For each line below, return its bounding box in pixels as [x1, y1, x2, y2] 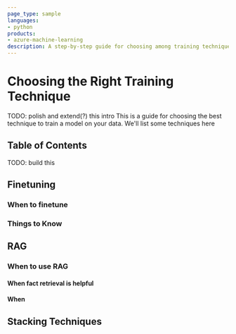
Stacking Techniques [7, 315, 102, 328]
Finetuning [7, 179, 56, 191]
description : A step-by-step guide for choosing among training [7, 43, 199, 50]
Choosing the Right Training [7, 73, 174, 89]
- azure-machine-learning [7, 37, 83, 44]
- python [7, 23, 33, 30]
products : [7, 30, 37, 37]
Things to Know [7, 218, 63, 228]
